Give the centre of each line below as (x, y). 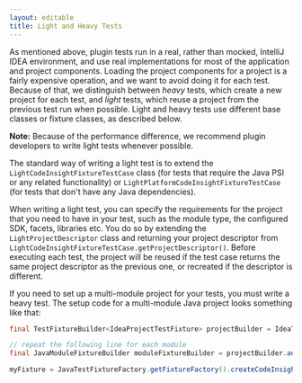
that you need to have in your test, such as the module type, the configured (149, 218)
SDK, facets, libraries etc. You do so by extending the (108, 228)
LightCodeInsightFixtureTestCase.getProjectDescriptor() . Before (133, 247)
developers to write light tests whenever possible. (102, 146)
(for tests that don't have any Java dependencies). (102, 191)
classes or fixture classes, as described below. (96, 119)
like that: (25, 312)
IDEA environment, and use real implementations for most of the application (150, 61)
